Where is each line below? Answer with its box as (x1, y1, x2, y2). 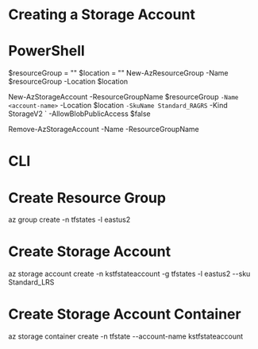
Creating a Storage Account (8, 6, 196, 24)
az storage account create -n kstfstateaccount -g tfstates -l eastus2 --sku (8, 269, 251, 279)
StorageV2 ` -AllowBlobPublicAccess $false (8, 109, 151, 118)
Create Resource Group (8, 188, 167, 207)
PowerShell (8, 42, 85, 60)
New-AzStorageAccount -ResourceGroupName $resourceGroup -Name (8, 92, 239, 102)
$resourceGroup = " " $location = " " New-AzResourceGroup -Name (8, 68, 229, 78)
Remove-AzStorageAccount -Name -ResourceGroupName (8, 125, 200, 134)
